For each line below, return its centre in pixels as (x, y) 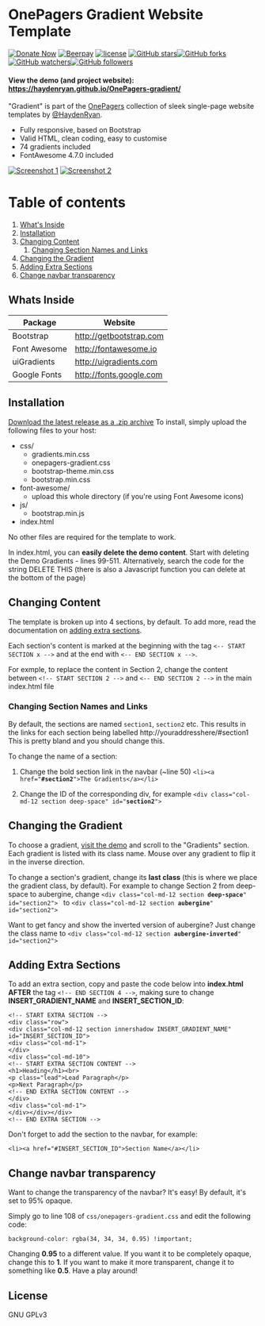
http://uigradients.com (116, 361)
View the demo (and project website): (71, 80)
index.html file (31, 686)
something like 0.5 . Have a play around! (73, 1270)
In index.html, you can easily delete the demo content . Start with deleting (129, 552)
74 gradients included (55, 147)
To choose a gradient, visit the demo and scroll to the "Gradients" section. (129, 845)
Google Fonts (37, 375)
